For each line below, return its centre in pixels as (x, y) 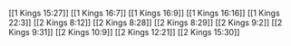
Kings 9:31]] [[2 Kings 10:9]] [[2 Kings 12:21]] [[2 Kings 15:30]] (124, 32)
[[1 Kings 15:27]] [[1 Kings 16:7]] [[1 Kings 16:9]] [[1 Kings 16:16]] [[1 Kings (144, 13)
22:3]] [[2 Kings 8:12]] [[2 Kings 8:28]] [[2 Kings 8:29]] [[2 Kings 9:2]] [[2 (145, 23)
